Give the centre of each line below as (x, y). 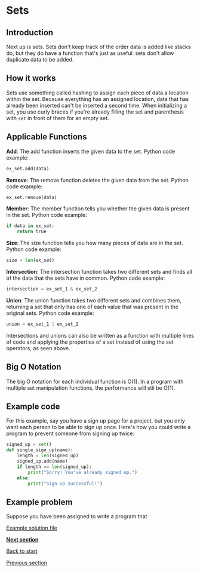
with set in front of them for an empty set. (58, 118)
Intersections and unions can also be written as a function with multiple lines (100, 335)
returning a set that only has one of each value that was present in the (93, 307)
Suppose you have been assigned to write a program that (77, 516)
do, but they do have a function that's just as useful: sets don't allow (90, 53)
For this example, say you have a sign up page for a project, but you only (96, 421)
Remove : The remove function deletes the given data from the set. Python (98, 180)
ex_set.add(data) (28, 169)
